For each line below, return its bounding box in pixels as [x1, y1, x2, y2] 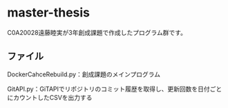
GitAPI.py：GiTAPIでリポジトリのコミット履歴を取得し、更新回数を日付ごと [7, 85, 222, 93]
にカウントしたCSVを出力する [7, 93, 93, 101]
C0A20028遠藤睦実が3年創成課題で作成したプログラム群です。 [7, 28, 187, 36]
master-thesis [7, 5, 91, 21]
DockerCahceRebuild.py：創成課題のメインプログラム [7, 70, 161, 78]
